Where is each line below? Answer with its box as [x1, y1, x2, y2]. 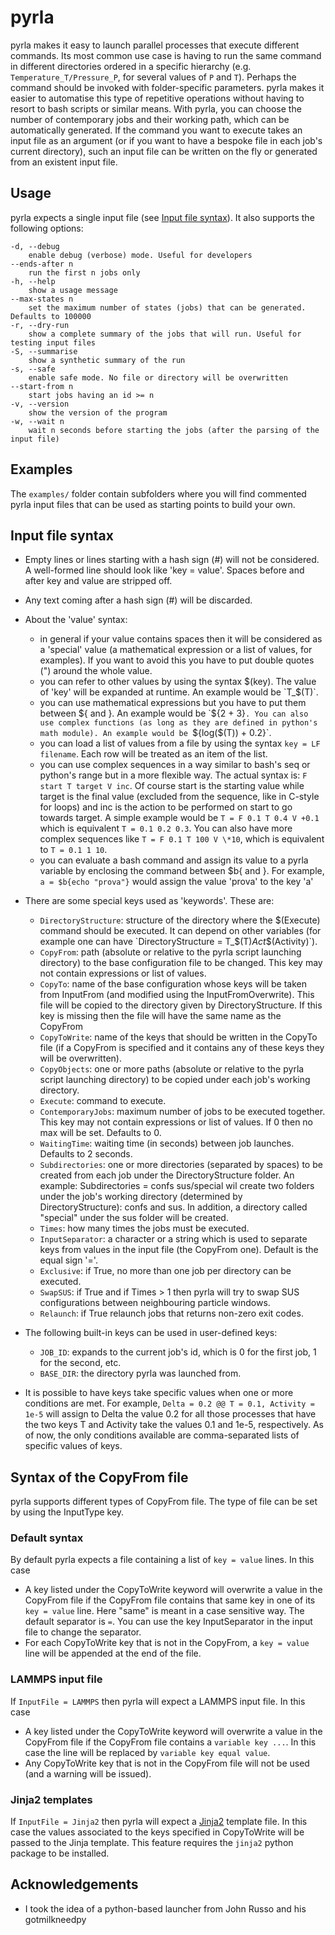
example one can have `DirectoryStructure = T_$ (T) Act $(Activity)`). [39, 936, 318, 948]
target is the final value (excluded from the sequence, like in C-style [39, 791, 320, 803]
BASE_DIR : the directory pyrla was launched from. [39, 1367, 242, 1380]
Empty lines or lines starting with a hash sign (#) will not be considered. [24, 554, 320, 566]
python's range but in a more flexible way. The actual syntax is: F [39, 769, 308, 781]
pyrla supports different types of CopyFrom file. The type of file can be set [10, 1496, 318, 1508]
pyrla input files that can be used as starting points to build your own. [10, 498, 296, 510]
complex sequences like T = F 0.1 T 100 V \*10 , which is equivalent [39, 833, 325, 845]
